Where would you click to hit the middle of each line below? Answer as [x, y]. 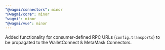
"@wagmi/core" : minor [27, 14]
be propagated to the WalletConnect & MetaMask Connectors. [68, 43]
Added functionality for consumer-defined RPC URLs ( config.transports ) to [83, 37]
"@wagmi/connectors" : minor [34, 10]
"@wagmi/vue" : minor [26, 23]
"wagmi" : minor [21, 19]
